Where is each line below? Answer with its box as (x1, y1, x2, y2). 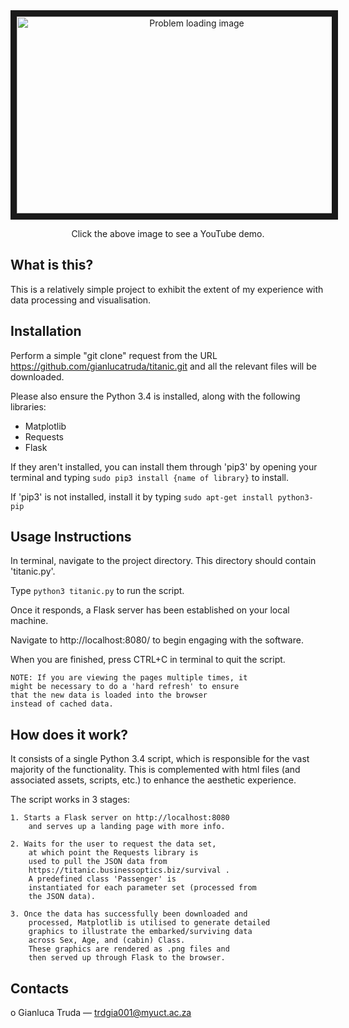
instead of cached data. (10, 699, 114, 709)
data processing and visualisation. (10, 294, 152, 306)
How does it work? (10, 726, 129, 743)
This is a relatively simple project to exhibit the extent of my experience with (10, 283, 324, 295)
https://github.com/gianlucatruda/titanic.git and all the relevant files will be (10, 360, 317, 372)
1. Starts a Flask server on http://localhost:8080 (10, 813, 230, 823)
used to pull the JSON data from (28, 857, 168, 867)
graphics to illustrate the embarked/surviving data (28, 927, 253, 937)
